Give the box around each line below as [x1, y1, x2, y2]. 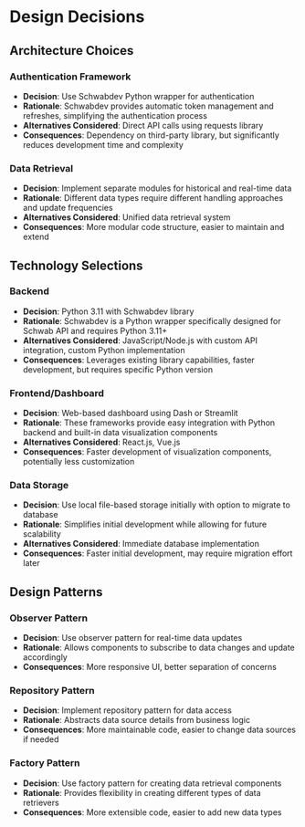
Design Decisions [9, 6, 145, 27]
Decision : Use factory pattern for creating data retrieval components [22, 778, 282, 789]
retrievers [22, 797, 59, 808]
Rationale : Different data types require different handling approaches [22, 193, 284, 204]
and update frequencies [22, 203, 113, 214]
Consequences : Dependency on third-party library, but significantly [22, 130, 280, 141]
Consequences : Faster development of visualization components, [22, 446, 272, 457]
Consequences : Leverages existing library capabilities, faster [22, 354, 256, 365]
